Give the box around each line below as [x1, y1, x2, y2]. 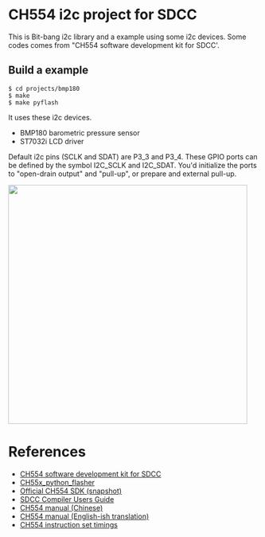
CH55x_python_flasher [19, 477, 95, 487]
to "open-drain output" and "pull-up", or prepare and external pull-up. [8, 169, 237, 178]
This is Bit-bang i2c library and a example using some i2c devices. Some [8, 32, 247, 41]
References [8, 442, 86, 461]
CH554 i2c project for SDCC [8, 6, 197, 24]
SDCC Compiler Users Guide [19, 494, 115, 504]
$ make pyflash [8, 98, 59, 107]
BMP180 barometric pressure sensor [19, 127, 141, 137]
